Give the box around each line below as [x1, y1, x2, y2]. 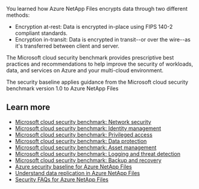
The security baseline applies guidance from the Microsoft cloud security [6, 78, 189, 85]
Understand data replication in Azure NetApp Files [14, 169, 141, 176]
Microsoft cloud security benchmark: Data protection [14, 137, 147, 144]
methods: [6, 11, 30, 19]
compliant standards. [14, 29, 68, 37]
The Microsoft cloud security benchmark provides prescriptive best [6, 54, 174, 61]
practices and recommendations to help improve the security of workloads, [6, 60, 194, 67]
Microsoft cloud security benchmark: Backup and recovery [14, 156, 162, 164]
